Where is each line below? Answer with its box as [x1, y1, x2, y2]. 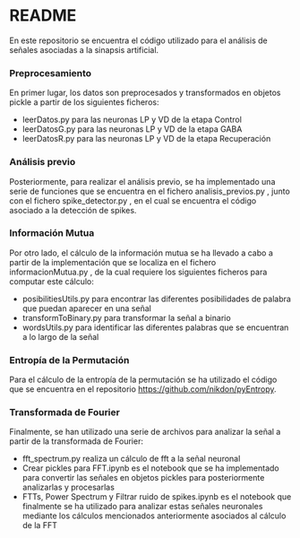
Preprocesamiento [9, 66, 92, 79]
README [9, 5, 77, 26]
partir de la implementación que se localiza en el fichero [9, 256, 217, 267]
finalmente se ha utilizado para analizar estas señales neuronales [21, 501, 263, 512]
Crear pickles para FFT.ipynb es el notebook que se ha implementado [21, 463, 279, 473]
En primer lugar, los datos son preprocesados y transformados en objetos [9, 87, 281, 99]
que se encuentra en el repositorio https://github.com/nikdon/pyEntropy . [9, 384, 277, 395]
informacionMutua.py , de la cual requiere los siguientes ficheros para [9, 266, 268, 277]
